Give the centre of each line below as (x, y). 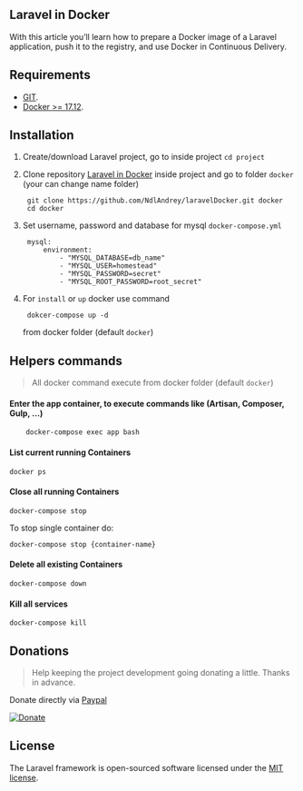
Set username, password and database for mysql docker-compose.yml (152, 225)
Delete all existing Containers (66, 564)
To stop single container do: (62, 528)
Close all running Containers (64, 492)
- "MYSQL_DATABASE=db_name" (112, 258)
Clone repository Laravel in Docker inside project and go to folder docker (158, 174)
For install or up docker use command (96, 299)
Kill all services (39, 604)
